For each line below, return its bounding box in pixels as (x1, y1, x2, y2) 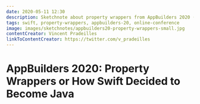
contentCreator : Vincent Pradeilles (6, 31, 97, 37)
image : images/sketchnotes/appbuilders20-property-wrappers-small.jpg (6, 25, 185, 31)
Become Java (6, 87, 74, 101)
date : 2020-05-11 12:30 (6, 8, 65, 15)
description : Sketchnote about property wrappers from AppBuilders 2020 (6, 14, 190, 20)
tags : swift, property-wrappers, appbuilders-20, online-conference (6, 20, 180, 26)
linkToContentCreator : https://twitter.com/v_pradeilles (6, 36, 151, 42)
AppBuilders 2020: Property (6, 62, 150, 75)
